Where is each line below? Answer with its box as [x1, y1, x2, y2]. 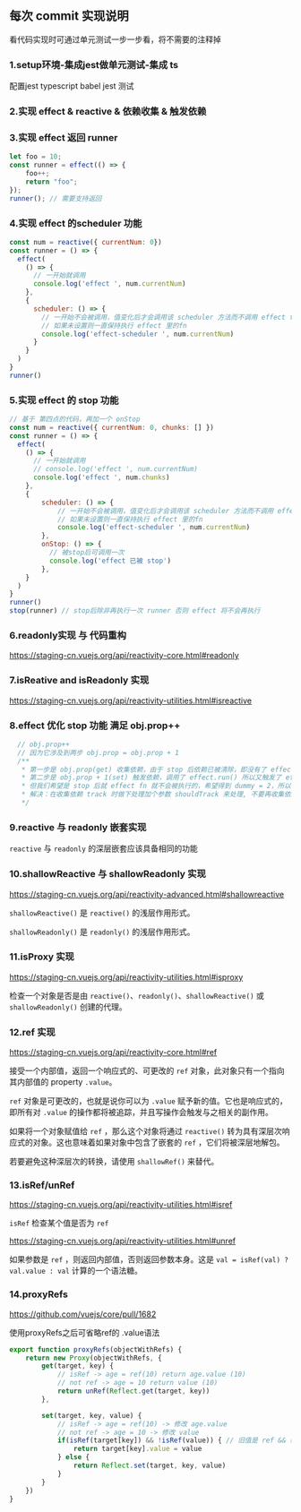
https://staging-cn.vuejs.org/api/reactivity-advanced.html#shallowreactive [9, 889, 285, 899]
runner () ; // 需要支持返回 [9, 193, 102, 203]
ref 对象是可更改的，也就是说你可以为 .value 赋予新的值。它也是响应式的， [9, 1095, 288, 1106]
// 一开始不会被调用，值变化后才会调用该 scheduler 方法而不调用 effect [41, 313, 286, 322]
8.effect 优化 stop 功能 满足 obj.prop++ [9, 719, 181, 732]
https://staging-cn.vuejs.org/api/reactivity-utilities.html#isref [9, 1199, 233, 1210]
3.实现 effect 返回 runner [9, 131, 118, 143]
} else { [56, 1453, 90, 1462]
